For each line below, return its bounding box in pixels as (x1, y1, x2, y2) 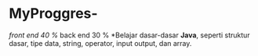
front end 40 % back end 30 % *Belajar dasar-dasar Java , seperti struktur (9, 30, 250, 40)
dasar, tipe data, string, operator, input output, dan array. (9, 38, 192, 47)
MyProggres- (9, 5, 98, 23)
